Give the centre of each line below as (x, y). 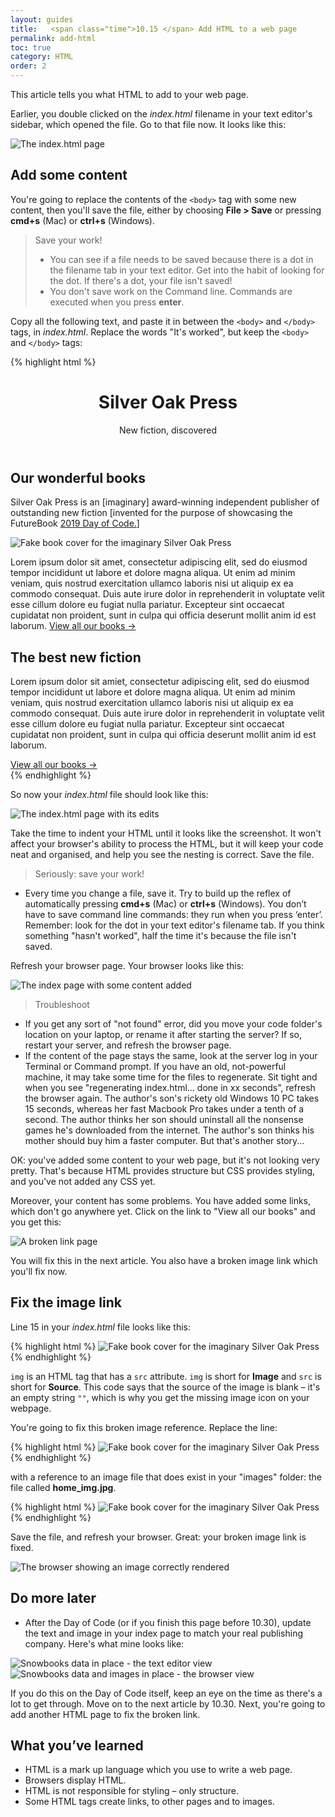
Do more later (53, 1598)
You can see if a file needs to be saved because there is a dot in (181, 259)
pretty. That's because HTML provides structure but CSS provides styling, (163, 1170)
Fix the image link (66, 1302)
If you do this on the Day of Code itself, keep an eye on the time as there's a (166, 1693)
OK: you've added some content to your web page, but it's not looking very (165, 1160)
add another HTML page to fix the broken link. (105, 1714)
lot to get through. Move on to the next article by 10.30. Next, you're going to (168, 1703)
